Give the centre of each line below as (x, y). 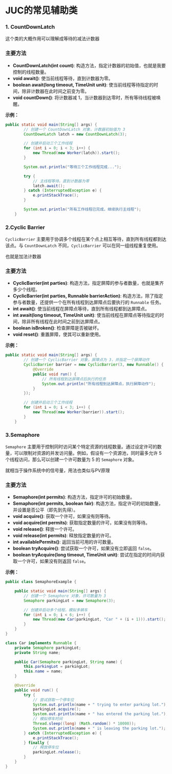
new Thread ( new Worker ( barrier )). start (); (79, 412)
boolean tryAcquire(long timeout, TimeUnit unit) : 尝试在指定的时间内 (87, 555)
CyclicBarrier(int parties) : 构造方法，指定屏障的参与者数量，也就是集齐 (88, 283)
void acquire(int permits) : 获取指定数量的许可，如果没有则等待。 (81, 523)
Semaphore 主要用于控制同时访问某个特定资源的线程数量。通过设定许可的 (81, 447)
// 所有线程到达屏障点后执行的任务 (74, 379)
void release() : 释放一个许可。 (45, 529)
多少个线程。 (26, 289)
